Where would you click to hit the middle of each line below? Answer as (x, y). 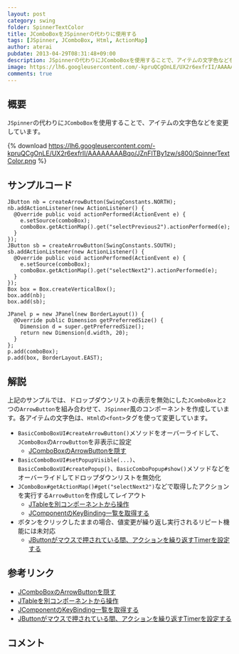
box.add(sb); (27, 302)
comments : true (30, 73)
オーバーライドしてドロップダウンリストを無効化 (89, 477)
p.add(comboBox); (33, 352)
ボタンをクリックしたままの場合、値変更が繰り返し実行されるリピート (121, 521)
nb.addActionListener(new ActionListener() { (76, 208)
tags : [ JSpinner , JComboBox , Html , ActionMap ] (78, 41)
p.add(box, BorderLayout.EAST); (55, 358)
